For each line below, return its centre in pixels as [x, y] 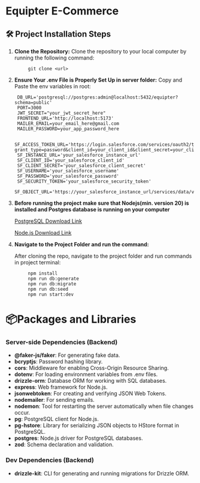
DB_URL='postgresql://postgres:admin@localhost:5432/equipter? [98, 97]
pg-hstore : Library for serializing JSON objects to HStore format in [96, 425]
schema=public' [33, 103]
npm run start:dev [51, 294]
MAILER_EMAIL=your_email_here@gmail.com [68, 124]
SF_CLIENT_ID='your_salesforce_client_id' [71, 160]
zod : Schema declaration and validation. [64, 445]
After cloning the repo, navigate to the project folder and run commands [103, 256]
